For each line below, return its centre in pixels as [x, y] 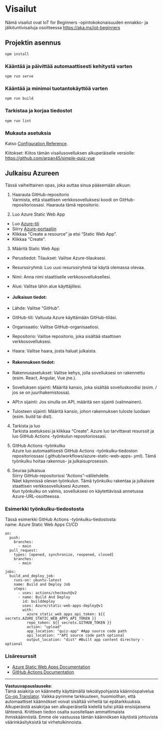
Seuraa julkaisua [28, 471]
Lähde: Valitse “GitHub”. [36, 308]
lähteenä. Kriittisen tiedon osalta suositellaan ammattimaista [65, 712]
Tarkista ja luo [26, 426]
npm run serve [19, 76]
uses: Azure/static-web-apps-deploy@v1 [63, 606]
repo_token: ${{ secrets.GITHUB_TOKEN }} [69, 623]
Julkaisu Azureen [32, 173]
